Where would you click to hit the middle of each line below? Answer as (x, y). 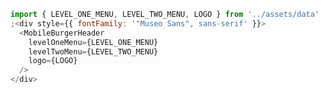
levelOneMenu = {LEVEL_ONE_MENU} (93, 42)
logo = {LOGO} (53, 61)
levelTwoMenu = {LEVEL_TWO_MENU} (93, 51)
